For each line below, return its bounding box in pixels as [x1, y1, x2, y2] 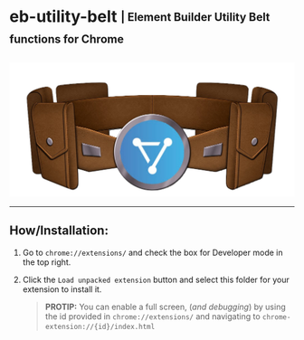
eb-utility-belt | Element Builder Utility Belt [9, 6, 271, 27]
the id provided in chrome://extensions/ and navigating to [44, 310, 261, 322]
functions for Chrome [9, 32, 125, 47]
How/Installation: [9, 223, 109, 239]
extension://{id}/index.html [44, 322, 156, 331]
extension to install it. [22, 283, 102, 295]
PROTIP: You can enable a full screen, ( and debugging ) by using [44, 301, 287, 312]
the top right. [22, 256, 71, 268]
